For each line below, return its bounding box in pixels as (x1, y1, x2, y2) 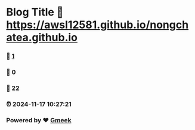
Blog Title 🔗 (6, 5, 64, 19)
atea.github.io (6, 31, 78, 44)
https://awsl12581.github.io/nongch (6, 18, 189, 32)
